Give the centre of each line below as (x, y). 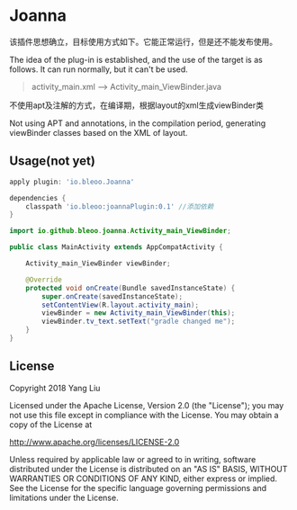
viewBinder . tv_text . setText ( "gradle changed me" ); (139, 322)
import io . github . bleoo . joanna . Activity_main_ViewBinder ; (120, 231)
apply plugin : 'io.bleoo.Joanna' (72, 182)
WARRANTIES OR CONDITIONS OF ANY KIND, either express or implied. (143, 479)
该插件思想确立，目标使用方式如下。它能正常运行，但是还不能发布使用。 (143, 41)
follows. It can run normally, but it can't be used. (99, 69)
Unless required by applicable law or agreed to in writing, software (133, 459)
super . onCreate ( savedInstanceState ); (112, 296)
